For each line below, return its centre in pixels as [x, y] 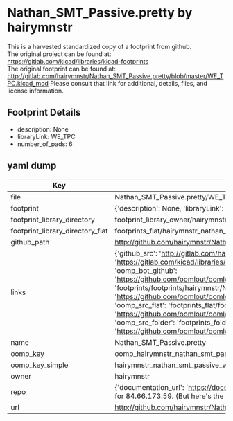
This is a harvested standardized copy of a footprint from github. [100, 46]
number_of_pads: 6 [45, 144]
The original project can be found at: [59, 54]
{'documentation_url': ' [151, 387]
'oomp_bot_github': [146, 270]
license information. [35, 91]
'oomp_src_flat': [140, 305]
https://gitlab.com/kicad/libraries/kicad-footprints [78, 61]
